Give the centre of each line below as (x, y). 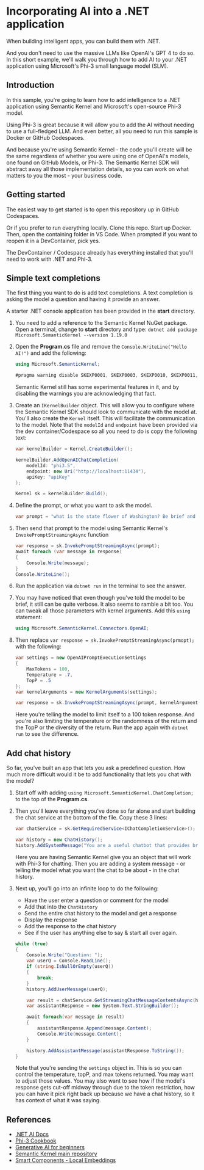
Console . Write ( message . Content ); (80, 1034)
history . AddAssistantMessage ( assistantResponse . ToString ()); (105, 1051)
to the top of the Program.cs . (52, 799)
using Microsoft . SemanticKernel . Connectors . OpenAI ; (82, 628)
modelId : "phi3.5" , (51, 465)
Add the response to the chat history (70, 926)
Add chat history (39, 753)
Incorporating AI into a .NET (78, 11)
